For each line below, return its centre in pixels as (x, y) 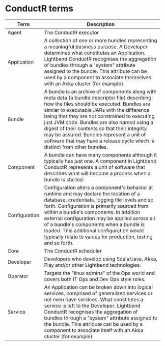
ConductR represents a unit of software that (95, 167)
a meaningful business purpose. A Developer (96, 46)
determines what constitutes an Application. (95, 53)
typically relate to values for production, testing (98, 237)
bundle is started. (64, 179)
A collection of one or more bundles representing (101, 40)
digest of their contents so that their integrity (96, 128)
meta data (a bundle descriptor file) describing (98, 97)
